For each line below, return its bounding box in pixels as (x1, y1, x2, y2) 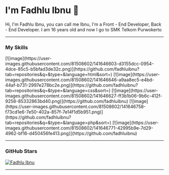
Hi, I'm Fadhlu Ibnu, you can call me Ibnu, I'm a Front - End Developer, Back (5, 21, 162, 27)
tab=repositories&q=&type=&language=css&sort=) (5, 88, 111, 94)
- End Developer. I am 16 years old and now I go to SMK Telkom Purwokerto (5, 26, 162, 32)
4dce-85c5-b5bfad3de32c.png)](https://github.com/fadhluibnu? (5, 66, 140, 72)
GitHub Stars (5, 148, 38, 155)
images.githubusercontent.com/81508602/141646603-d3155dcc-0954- (5, 61, 154, 67)
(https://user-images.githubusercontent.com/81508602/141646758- (5, 103, 146, 110)
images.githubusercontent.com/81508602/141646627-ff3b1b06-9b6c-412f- (5, 93, 162, 99)
